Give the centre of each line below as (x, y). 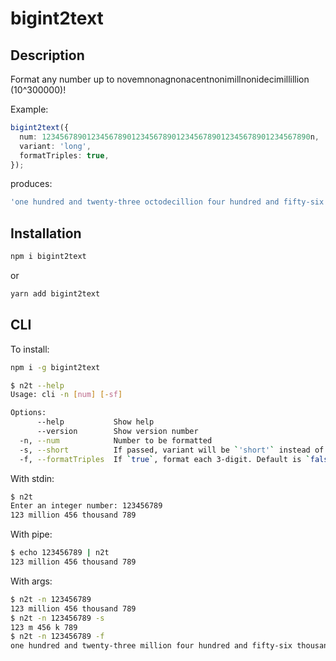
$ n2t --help (37, 385)
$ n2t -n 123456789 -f (57, 637)
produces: (31, 184)
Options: (28, 413)
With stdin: (32, 478)
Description (47, 55)
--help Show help (95, 422)
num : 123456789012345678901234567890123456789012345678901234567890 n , (169, 137)
